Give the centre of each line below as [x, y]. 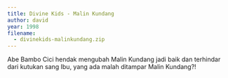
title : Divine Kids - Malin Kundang [61, 14]
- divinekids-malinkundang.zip [59, 40]
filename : [22, 33]
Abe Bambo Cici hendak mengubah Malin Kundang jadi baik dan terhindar [114, 59]
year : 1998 [23, 26]
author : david [28, 20]
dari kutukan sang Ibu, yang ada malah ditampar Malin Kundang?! [102, 67]
